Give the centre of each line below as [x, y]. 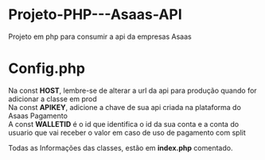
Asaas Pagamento [38, 116]
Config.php [47, 69]
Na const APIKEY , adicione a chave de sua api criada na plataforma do [125, 107]
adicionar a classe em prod [53, 99]
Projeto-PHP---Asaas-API [95, 15]
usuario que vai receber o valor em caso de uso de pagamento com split [127, 132]
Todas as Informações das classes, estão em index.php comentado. [121, 147]
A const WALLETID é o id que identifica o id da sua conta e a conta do [124, 124]
